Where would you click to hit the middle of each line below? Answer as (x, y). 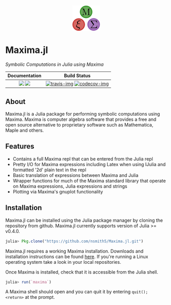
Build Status (77, 76)
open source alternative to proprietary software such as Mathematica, (79, 125)
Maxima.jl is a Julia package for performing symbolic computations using (83, 114)
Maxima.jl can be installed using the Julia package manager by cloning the (84, 220)
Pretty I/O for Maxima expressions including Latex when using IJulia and (89, 164)
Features (20, 146)
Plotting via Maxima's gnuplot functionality (58, 191)
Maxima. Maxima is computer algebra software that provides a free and (81, 119)
